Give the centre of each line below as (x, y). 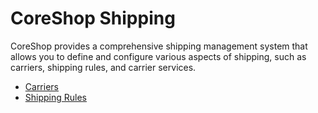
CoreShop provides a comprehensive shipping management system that (159, 46)
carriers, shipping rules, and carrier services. (103, 67)
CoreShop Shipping (93, 18)
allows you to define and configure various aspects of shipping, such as (158, 56)
